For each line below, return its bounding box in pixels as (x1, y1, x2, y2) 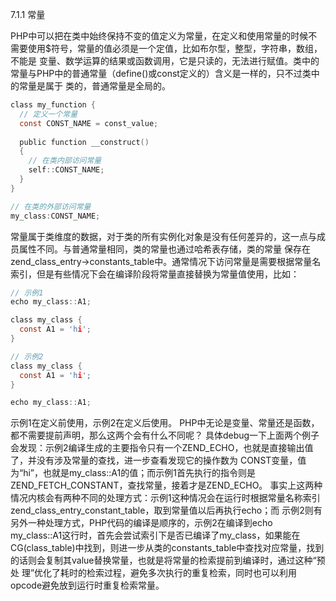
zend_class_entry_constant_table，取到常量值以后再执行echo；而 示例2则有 (10, 504, 323, 517)
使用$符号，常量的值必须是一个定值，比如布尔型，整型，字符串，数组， (27, 43, 323, 54)
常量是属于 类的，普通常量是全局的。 (18, 80, 171, 92)
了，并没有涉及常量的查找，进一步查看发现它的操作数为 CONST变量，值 (10, 454, 307, 467)
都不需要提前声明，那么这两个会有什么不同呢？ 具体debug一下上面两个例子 (10, 429, 320, 442)
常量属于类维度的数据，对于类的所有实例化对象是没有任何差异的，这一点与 (10, 230, 317, 242)
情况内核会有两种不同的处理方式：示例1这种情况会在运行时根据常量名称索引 (10, 492, 321, 504)
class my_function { (10, 100, 97, 110)
